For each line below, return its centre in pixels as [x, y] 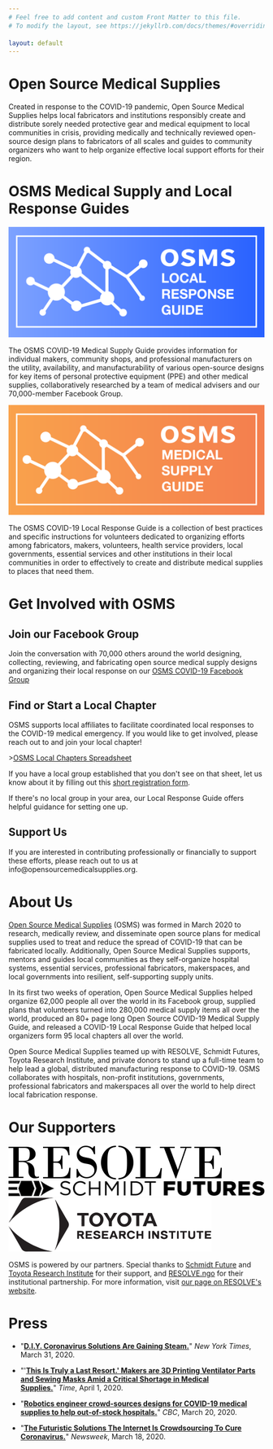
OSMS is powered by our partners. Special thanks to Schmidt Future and [130, 1264]
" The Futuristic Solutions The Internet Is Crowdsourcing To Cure [131, 1428]
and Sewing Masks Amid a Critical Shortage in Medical [115, 1379]
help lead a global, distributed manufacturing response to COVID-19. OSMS [134, 1068]
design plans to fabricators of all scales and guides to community [143, 142]
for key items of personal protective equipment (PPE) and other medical [128, 376]
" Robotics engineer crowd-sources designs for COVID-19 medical [134, 1403]
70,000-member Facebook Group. [66, 393]
